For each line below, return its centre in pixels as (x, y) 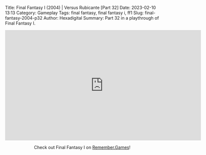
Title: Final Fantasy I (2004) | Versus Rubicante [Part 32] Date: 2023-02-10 (80, 8)
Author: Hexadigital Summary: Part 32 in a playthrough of (101, 18)
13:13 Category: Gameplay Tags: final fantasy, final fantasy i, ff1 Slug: (74, 13)
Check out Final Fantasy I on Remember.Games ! (82, 147)
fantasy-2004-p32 (24, 18)
